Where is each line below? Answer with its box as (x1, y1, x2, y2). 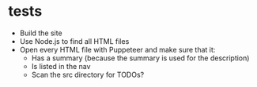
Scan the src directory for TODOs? (31, 70, 145, 79)
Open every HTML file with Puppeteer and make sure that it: (19, 45, 216, 54)
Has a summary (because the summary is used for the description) (31, 53, 250, 63)
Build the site (19, 28, 62, 38)
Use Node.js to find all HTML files (19, 36, 130, 45)
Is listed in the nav (31, 61, 91, 71)
